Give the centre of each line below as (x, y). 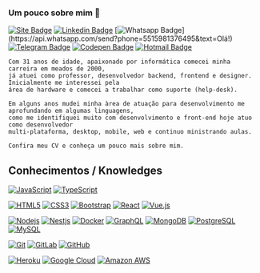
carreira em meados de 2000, (57, 69)
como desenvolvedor (41, 125)
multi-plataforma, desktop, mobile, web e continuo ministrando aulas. (130, 132)
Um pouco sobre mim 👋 (54, 13)
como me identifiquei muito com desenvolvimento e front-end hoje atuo (130, 118)
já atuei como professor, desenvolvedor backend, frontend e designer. (130, 76)
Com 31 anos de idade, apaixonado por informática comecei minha (119, 62)
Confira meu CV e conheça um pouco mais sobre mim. (96, 146)
